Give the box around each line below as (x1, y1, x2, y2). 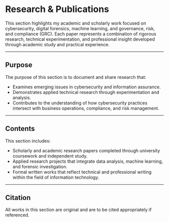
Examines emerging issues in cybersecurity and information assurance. (12, 84, 161, 90)
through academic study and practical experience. (5, 41, 110, 47)
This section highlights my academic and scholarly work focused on (5, 20, 146, 26)
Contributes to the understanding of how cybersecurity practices (12, 99, 147, 106)
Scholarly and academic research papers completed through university (12, 147, 160, 154)
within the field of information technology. (12, 174, 100, 180)
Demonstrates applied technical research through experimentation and (12, 89, 159, 95)
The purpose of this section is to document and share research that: (5, 74, 147, 80)
